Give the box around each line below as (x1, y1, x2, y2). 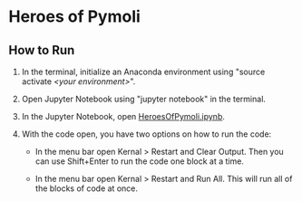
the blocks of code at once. (34, 183, 138, 194)
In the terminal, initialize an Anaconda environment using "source (21, 66, 266, 77)
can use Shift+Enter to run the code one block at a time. (34, 156, 244, 167)
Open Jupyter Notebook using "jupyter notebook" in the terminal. (21, 93, 267, 104)
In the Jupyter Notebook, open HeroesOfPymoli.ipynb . (21, 111, 226, 121)
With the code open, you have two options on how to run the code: (21, 129, 272, 139)
